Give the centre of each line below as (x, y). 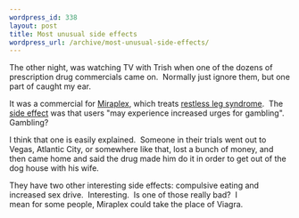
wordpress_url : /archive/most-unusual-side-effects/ (109, 42)
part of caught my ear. (50, 86)
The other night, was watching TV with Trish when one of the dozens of (141, 68)
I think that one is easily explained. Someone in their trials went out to (138, 140)
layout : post (33, 26)
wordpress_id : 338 (43, 17)
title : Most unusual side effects (74, 34)
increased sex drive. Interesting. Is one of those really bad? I (124, 195)
